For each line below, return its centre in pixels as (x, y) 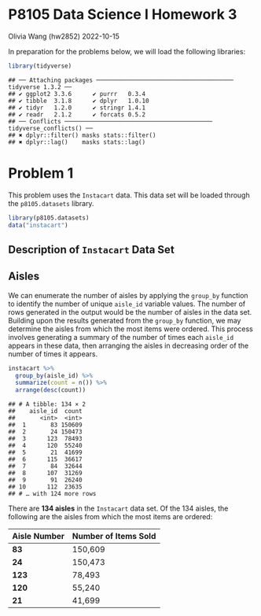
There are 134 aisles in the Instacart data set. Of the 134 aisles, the (118, 508)
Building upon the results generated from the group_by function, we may (125, 320)
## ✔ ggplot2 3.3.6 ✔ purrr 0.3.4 (77, 94)
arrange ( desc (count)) (51, 390)
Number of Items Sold (114, 537)
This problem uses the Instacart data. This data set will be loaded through (129, 195)
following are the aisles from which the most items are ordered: (110, 517)
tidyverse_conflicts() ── (50, 128)
